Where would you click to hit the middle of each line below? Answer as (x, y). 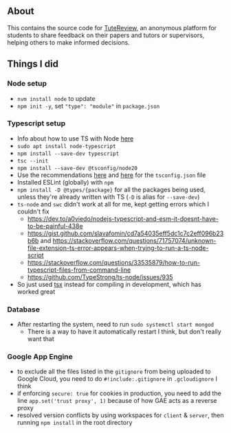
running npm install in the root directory (75, 423)
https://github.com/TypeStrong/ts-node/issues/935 (100, 277)
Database (23, 309)
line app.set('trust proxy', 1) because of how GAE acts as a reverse (117, 401)
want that (41, 339)
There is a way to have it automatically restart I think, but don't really (124, 331)
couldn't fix (33, 211)
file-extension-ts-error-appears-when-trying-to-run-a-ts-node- (118, 248)
